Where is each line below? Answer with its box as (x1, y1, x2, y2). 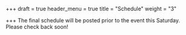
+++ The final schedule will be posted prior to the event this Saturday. (5, 17, 181, 24)
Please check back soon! (5, 24, 68, 30)
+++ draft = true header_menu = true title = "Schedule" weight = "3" (5, 5, 177, 12)
